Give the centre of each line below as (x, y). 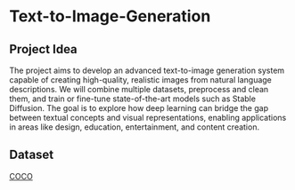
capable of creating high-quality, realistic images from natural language (140, 80)
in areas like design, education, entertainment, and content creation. (135, 127)
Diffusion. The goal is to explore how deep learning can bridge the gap (139, 108)
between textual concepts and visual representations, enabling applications (148, 118)
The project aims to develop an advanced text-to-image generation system (147, 70)
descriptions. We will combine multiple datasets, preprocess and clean (139, 89)
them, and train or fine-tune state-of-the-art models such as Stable (133, 99)
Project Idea (43, 49)
